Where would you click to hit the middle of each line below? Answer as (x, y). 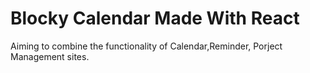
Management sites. (50, 56)
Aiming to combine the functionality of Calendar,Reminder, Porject (146, 46)
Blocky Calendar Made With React (155, 18)
